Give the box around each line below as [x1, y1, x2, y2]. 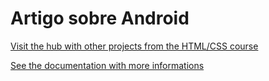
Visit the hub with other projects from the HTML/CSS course [10, 40, 259, 52]
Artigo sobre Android [10, 7, 190, 30]
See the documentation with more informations [10, 59, 205, 71]
